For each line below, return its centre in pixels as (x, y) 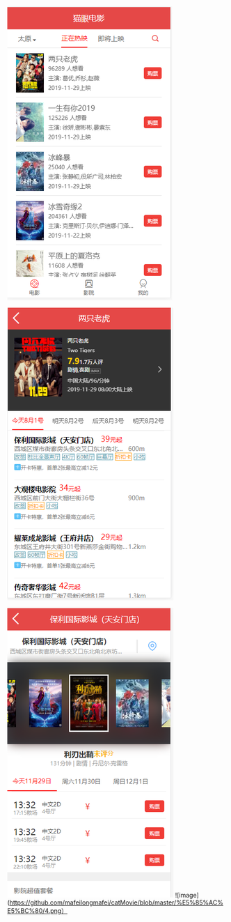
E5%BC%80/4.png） (38, 911)
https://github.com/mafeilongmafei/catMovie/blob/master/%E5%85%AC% (117, 902)
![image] (187, 895)
